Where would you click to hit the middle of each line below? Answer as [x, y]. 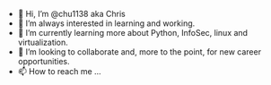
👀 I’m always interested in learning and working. [106, 23]
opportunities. [44, 61]
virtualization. [43, 42]
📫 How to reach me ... [59, 71]
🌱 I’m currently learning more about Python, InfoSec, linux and [133, 33]
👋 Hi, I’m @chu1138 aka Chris [71, 14]
